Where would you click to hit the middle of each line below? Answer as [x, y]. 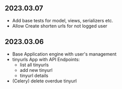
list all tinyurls [34, 65]
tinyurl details [34, 75]
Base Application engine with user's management [64, 54]
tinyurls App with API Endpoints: [46, 59]
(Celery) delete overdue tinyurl [44, 81]
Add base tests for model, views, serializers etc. [63, 20]
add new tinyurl [36, 70]
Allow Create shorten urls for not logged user [60, 26]
